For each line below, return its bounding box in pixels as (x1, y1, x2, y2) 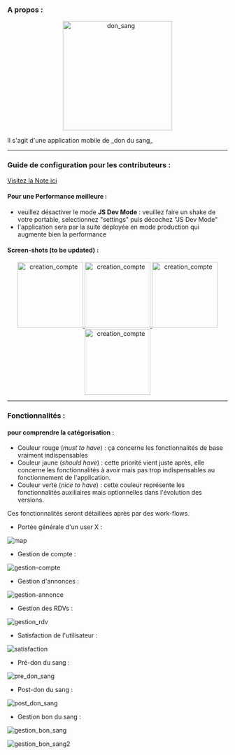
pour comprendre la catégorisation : (7, 428, 115, 437)
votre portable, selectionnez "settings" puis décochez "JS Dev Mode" (17, 215, 218, 223)
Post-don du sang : (17, 686, 73, 694)
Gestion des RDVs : (17, 604, 73, 613)
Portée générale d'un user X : (17, 523, 103, 531)
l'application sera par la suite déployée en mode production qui (17, 223, 199, 231)
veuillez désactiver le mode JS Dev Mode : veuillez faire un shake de (17, 208, 216, 216)
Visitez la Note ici (7, 176, 57, 185)
